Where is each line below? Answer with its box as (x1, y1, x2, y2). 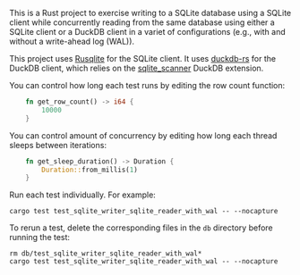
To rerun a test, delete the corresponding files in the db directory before (9, 222, 273, 233)
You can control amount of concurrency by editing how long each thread (9, 129, 278, 141)
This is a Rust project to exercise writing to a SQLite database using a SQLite (9, 8, 292, 18)
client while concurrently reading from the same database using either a (9, 17, 275, 28)
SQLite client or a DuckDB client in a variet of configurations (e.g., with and (9, 27, 286, 37)
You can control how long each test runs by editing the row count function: (9, 80, 286, 90)
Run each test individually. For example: (9, 189, 157, 200)
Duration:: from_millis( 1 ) (41, 165, 139, 174)
